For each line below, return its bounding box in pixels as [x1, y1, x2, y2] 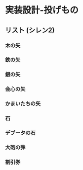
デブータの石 [5, 130, 36, 137]
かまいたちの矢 [5, 100, 41, 107]
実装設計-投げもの [5, 4, 79, 16]
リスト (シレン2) [5, 26, 55, 34]
